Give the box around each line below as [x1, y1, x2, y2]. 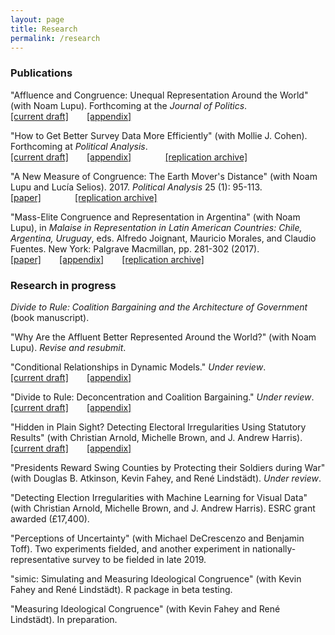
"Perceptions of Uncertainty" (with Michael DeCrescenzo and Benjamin [10, 532, 305, 544]
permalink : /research [10, 33, 101, 43]
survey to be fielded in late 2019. [71, 553, 207, 565]
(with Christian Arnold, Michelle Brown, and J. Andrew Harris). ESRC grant [10, 502, 316, 514]
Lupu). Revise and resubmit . [10, 341, 127, 353]
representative [10, 553, 71, 565]
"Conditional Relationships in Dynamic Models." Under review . [10, 361, 267, 373]
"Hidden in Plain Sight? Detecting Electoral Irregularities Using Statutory [10, 421, 307, 433]
